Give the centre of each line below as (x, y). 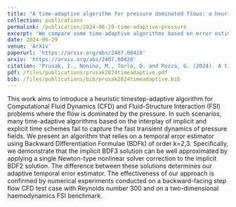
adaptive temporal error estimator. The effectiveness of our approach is (111, 173)
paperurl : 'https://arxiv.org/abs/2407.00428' (77, 53)
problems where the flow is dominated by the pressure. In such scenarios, (114, 114)
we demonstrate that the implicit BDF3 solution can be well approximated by (118, 151)
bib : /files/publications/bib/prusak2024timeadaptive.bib (94, 79)
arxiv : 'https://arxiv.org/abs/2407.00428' (72, 60)
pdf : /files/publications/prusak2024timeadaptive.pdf (88, 72)
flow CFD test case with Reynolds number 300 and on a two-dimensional (113, 188)
